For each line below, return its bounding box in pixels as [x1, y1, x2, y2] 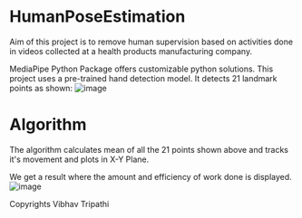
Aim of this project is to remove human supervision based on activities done [9, 36, 293, 47]
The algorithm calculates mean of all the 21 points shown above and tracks [9, 144, 288, 155]
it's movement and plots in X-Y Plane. [9, 154, 150, 165]
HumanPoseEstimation [9, 6, 186, 27]
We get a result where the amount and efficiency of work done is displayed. [9, 171, 292, 182]
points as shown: [9, 82, 73, 93]
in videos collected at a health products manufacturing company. [9, 45, 252, 56]
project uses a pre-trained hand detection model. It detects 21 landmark [9, 72, 278, 83]
